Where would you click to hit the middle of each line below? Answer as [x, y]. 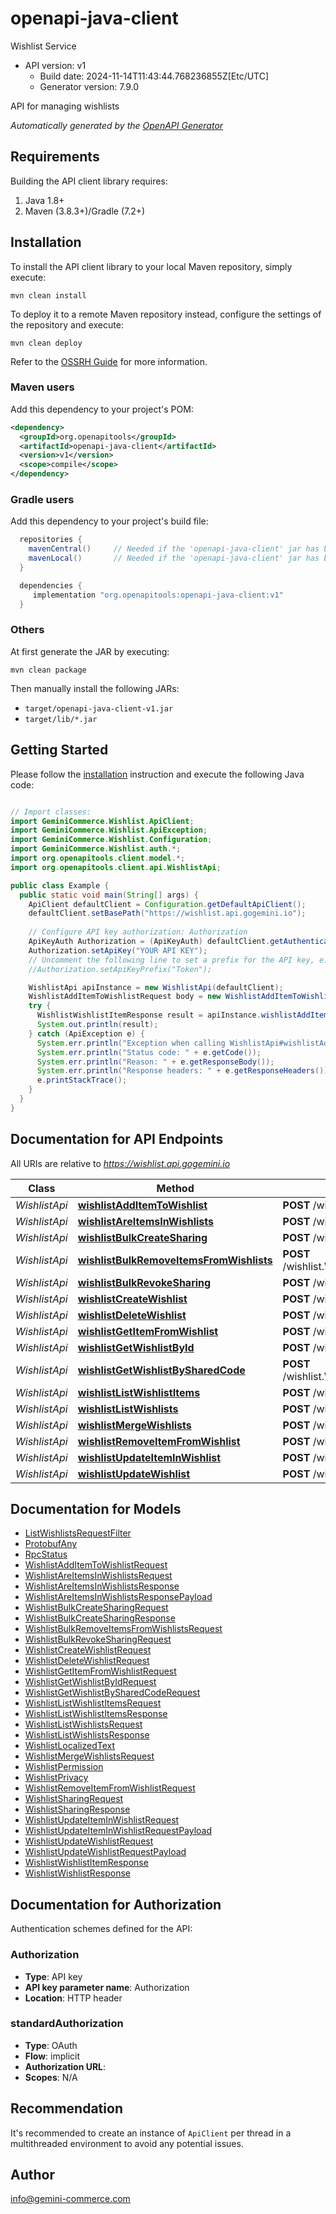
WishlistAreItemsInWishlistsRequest [98, 1576]
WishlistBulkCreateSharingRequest [96, 1608]
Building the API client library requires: [89, 181]
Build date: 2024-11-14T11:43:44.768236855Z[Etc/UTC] [154, 76]
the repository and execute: [67, 324]
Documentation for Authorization [116, 1904]
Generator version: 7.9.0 [89, 86]
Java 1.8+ [44, 200]
